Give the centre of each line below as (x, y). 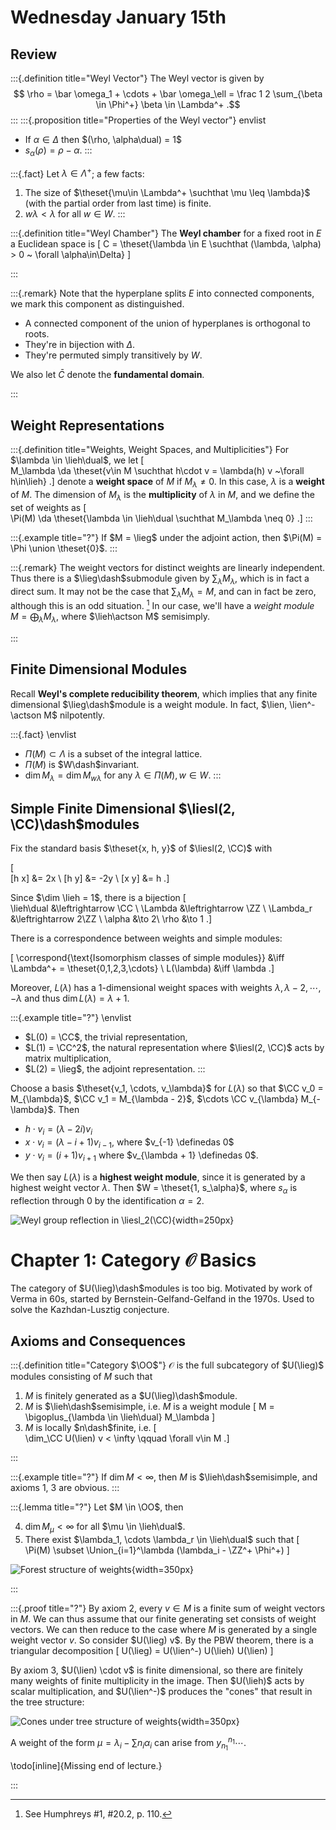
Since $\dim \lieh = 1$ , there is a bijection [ (98, 898)
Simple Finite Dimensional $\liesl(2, (123, 808)
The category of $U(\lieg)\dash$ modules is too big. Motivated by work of (161, 1288)
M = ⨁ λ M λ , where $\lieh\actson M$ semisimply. (110, 618)
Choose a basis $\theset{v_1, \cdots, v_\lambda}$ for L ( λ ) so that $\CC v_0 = (167, 1088)
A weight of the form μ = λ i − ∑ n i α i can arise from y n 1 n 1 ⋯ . (128, 1743)
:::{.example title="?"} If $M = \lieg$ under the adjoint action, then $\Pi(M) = (166, 537)
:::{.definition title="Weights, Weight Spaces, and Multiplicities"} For (150, 450)
